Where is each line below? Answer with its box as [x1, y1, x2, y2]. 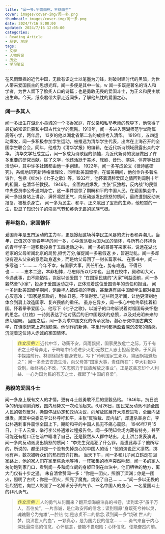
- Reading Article [5, 35, 43, 40]
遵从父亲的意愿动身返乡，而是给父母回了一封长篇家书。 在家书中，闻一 [13, 256, 157, 262]
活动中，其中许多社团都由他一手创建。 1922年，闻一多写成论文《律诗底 [5, 163, 150, 169]
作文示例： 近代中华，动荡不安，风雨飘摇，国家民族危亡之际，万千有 [17, 340, 156, 346]
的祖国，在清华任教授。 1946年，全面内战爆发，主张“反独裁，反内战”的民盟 [5, 181, 158, 187]
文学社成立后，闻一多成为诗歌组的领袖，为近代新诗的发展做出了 [23, 151, 153, 157]
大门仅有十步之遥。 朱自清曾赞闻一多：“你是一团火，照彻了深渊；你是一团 [5, 470, 155, 477]
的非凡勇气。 [5, 489, 31, 495]
